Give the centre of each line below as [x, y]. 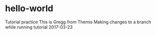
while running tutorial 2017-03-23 [39, 27]
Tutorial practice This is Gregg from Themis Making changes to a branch [78, 22]
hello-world [29, 9]
